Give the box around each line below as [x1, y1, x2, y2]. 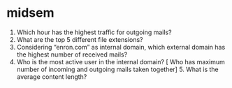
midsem [6, 5, 55, 21]
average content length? [16, 72, 87, 81]
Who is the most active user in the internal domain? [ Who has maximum [16, 57, 225, 66]
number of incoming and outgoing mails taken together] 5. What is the [16, 65, 219, 73]
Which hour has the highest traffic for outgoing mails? [16, 28, 172, 36]
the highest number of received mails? [16, 50, 128, 59]
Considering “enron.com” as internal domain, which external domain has [16, 43, 226, 51]
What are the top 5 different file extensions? [16, 35, 144, 43]
